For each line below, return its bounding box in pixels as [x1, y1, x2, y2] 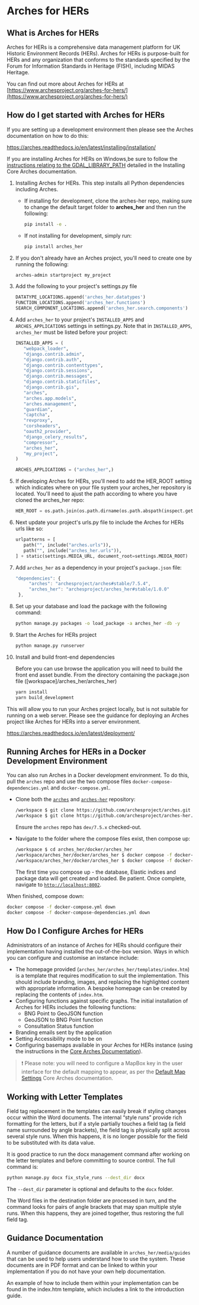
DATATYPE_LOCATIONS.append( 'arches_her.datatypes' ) [15, 294, 146, 301]
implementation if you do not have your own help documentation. [7, 1268, 166, 1275]
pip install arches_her [24, 244, 84, 249]
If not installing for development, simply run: [24, 232, 132, 239]
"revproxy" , [23, 418, 53, 424]
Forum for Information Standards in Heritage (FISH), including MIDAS [7, 62, 175, 69]
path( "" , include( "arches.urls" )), [23, 542, 111, 548]
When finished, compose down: [7, 892, 85, 899]
